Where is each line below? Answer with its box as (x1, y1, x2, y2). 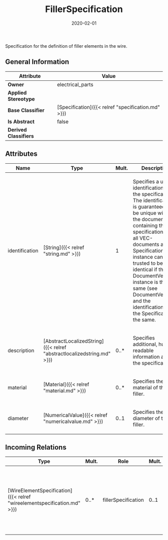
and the (132, 297, 151, 304)
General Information (5, 58, 69, 66)
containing (132, 222, 158, 229)
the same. (132, 316, 156, 323)
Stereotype (7, 95, 35, 102)
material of (132, 384, 158, 391)
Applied (7, 89, 27, 96)
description (7, 347, 34, 354)
